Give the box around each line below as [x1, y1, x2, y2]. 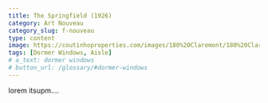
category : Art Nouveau [8, 19, 84, 27]
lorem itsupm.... [8, 85, 60, 95]
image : [8, 42, 30, 50]
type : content [8, 34, 56, 42]
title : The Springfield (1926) [8, 11, 112, 20]
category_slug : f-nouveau [8, 26, 94, 34]
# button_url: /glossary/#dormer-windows [8, 64, 148, 72]
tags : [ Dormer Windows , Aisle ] [8, 49, 112, 57]
